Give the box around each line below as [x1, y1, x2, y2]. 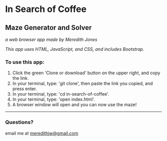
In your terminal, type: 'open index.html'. [12, 96, 95, 103]
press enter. [12, 86, 37, 92]
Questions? [5, 119, 34, 126]
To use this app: [5, 58, 45, 65]
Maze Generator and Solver [5, 23, 92, 32]
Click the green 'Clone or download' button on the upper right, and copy [12, 70, 161, 76]
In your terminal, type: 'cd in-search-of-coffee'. [12, 91, 109, 97]
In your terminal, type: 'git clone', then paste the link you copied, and [12, 81, 153, 87]
